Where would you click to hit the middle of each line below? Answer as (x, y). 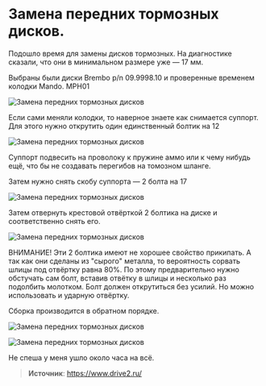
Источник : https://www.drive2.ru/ (85, 373)
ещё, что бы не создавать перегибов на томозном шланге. (110, 165)
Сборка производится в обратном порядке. (84, 310)
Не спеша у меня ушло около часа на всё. (81, 357)
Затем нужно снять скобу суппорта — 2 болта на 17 (98, 181)
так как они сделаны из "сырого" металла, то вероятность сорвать (124, 261)
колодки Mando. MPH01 (49, 86)
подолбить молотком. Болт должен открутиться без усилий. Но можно (131, 286)
